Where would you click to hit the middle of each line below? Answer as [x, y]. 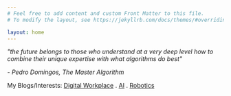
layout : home [26, 32]
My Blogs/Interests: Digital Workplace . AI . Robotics [81, 86]
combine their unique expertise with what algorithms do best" [95, 59]
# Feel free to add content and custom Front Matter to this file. [106, 13]
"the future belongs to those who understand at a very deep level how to [110, 51]
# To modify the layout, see [49, 20]
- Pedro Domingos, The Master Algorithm [66, 72]
